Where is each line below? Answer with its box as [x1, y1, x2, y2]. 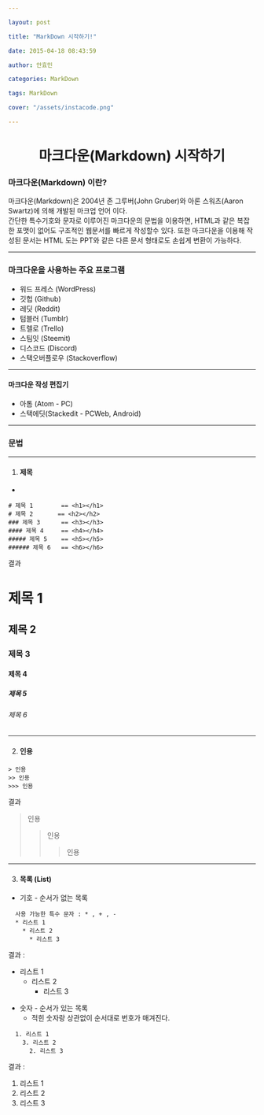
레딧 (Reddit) [19, 304, 60, 313]
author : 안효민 [8, 61, 53, 69]
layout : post [8, 18, 51, 26]
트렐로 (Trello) [19, 324, 64, 333]
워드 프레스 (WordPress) [19, 284, 97, 294]
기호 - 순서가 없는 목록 [19, 893, 88, 902]
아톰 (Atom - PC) [19, 398, 73, 408]
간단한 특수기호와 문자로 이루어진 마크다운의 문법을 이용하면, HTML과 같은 [8, 216, 236, 225]
